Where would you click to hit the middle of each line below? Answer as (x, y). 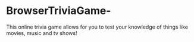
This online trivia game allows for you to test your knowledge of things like (97, 27)
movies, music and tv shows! (42, 33)
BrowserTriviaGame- (59, 11)
